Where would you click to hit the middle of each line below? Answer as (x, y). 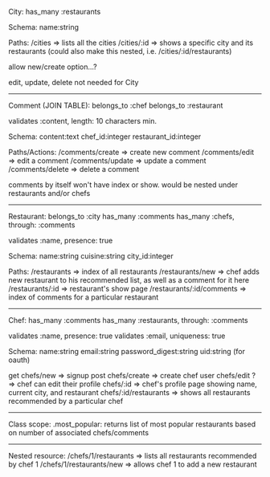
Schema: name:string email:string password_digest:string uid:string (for (127, 351)
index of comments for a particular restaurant (84, 297)
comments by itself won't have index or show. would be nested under (123, 185)
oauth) (19, 360)
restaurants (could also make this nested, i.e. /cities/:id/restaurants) (120, 51)
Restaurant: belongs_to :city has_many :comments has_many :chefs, (121, 216)
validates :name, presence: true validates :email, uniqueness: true (117, 336)
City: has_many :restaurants (55, 12)
